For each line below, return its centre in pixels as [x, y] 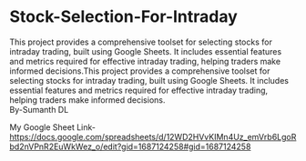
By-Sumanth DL [39, 109]
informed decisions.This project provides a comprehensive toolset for [140, 71]
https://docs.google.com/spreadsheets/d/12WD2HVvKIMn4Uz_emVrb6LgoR [153, 136]
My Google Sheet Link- [52, 127]
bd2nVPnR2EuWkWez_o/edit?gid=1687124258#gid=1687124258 [130, 146]
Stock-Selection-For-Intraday [124, 17]
